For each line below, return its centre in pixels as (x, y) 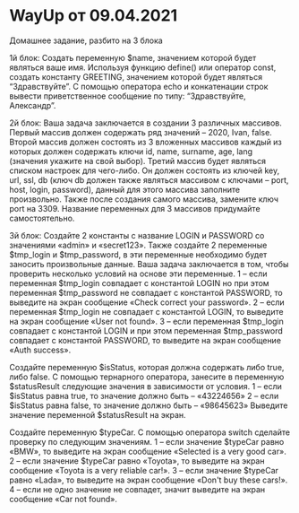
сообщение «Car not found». (64, 499)
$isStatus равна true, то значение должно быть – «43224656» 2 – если (144, 396)
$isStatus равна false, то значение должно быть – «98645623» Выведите (149, 405)
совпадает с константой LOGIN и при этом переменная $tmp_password (146, 330)
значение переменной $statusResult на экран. (98, 414)
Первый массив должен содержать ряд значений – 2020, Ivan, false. (141, 132)
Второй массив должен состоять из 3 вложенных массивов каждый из (145, 142)
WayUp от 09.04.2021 (94, 16)
